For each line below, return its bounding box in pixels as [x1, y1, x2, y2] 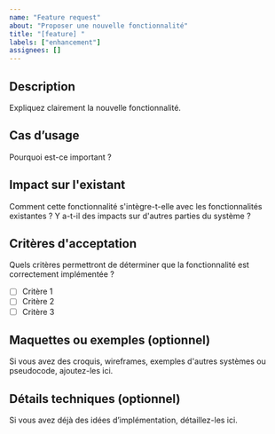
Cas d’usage [9, 128, 80, 143]
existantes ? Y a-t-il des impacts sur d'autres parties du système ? [9, 210, 251, 221]
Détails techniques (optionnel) [9, 391, 181, 406]
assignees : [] [9, 46, 62, 55]
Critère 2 [21, 296, 55, 307]
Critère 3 [21, 306, 55, 317]
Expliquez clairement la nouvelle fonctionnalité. [9, 102, 182, 113]
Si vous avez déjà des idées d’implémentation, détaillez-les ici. [9, 414, 238, 426]
